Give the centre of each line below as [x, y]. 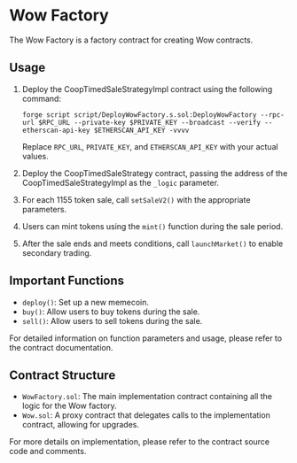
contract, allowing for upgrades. [81, 425]
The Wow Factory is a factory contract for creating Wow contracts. [131, 40]
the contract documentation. [61, 347]
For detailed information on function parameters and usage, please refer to [145, 338]
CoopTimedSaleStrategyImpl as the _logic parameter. [121, 182]
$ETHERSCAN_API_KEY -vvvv [141, 130]
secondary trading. [57, 252]
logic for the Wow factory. [69, 406]
